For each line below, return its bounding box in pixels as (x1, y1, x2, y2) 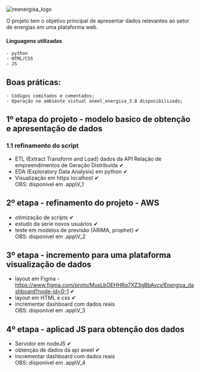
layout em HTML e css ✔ (14, 294, 76, 302)
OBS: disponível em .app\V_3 (14, 307, 85, 314)
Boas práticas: (6, 77, 61, 87)
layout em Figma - (14, 275, 60, 282)
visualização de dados (6, 259, 91, 269)
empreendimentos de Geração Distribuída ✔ (14, 161, 124, 168)
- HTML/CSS (6, 56, 33, 62)
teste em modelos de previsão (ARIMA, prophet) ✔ (14, 226, 140, 233)
